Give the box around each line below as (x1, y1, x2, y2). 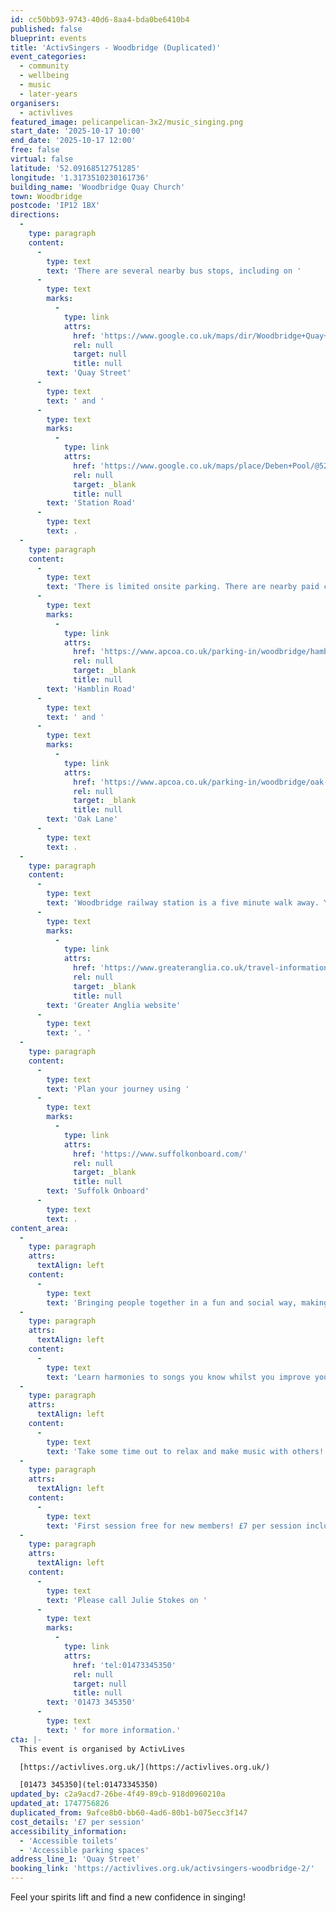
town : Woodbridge (10, 191, 83, 201)
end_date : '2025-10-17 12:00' (10, 136, 137, 146)
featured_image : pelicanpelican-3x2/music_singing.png (10, 117, 244, 127)
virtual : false (10, 154, 74, 164)
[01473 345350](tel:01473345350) (19, 1780, 159, 1790)
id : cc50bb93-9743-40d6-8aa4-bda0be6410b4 (10, 14, 190, 25)
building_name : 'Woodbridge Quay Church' (10, 182, 186, 192)
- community (19, 61, 70, 71)
